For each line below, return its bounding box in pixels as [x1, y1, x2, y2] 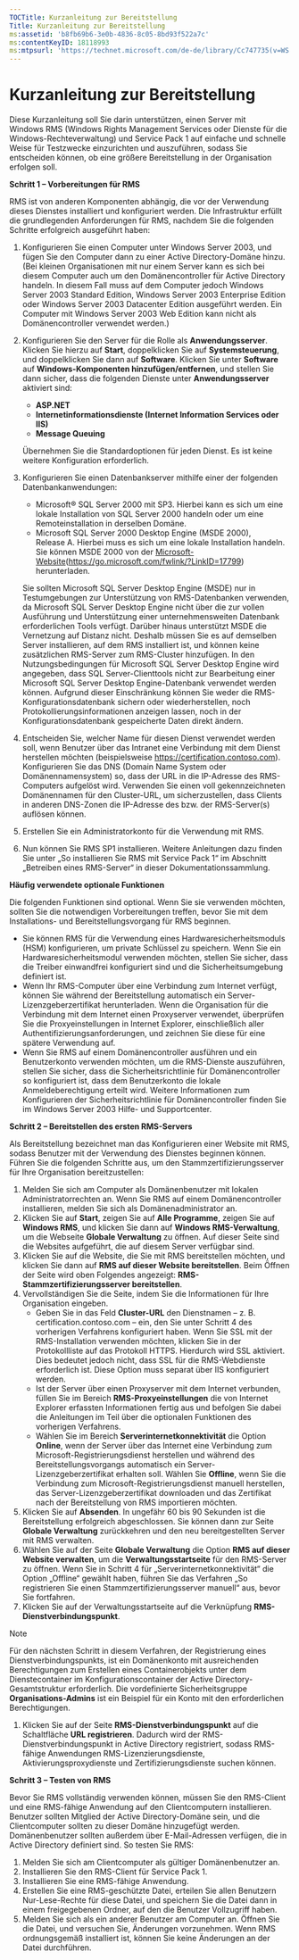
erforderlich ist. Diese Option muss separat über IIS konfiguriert [35, 1365, 270, 1375]
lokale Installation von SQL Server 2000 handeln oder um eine [35, 509, 264, 519]
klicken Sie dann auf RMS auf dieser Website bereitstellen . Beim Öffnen [21, 1260, 290, 1271]
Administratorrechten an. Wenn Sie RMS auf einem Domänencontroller [21, 1193, 282, 1205]
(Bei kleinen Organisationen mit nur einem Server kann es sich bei [21, 261, 265, 272]
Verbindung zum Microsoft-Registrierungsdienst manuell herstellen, [35, 1478, 286, 1489]
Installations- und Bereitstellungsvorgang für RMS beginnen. [9, 916, 231, 926]
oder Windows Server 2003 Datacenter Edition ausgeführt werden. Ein [21, 299, 283, 310]
